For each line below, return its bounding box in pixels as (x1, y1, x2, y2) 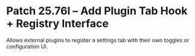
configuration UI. (6, 43, 48, 50)
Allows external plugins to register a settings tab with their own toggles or (6, 36, 190, 43)
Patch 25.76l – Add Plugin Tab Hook (6, 4, 188, 18)
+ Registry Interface (6, 17, 109, 30)
